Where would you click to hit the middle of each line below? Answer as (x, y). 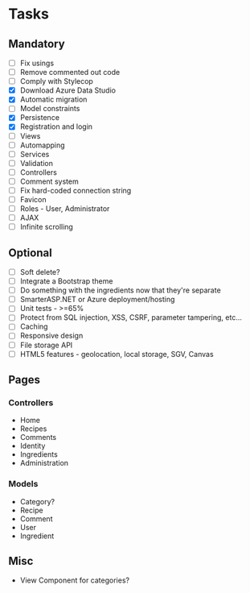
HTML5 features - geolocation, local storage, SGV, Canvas (117, 354)
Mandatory (37, 44)
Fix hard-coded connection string (76, 190)
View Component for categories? (75, 580)
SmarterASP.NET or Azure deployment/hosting (97, 300)
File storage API (46, 345)
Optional (30, 253)
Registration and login (56, 126)
